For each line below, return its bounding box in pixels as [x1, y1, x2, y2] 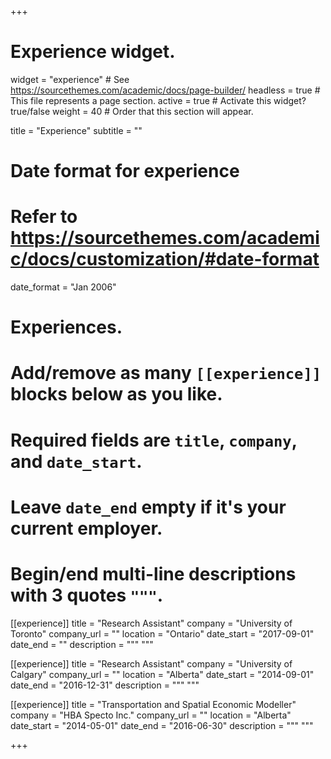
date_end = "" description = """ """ [10, 638, 154, 650]
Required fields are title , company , [10, 429, 298, 451]
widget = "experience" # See [10, 73, 130, 85]
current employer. [10, 517, 163, 540]
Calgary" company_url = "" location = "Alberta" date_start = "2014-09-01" [10, 668, 315, 680]
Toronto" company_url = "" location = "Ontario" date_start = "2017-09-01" [10, 627, 315, 640]
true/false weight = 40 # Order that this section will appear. [10, 105, 254, 117]
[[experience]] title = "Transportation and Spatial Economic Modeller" [10, 698, 297, 710]
